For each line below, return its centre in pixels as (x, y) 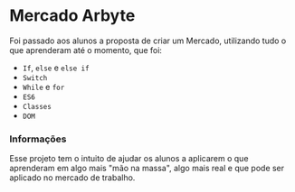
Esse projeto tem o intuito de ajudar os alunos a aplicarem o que (129, 159)
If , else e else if (56, 68)
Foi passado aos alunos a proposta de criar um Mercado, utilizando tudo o (148, 41)
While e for (43, 87)
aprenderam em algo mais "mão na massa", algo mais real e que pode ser (147, 169)
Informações (38, 139)
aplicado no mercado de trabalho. (72, 178)
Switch (35, 78)
